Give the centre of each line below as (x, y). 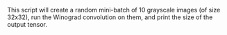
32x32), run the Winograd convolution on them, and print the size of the (110, 17)
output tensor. (27, 24)
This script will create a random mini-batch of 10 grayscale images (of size (114, 10)
